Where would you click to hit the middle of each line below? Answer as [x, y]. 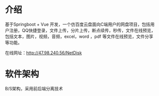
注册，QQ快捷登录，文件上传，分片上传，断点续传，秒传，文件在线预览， [82, 30]
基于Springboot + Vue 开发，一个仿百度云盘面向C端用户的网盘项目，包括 [78, 24]
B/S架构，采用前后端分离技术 [34, 88]
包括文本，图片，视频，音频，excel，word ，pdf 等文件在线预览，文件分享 [79, 36]
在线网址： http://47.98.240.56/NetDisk [43, 53]
